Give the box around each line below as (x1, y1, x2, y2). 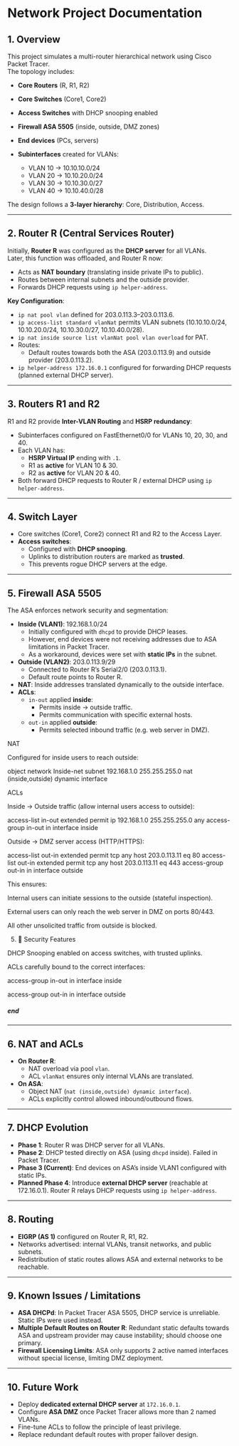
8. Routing (7, 1213, 54, 1226)
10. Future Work (7, 1381, 79, 1393)
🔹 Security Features (17, 935, 76, 944)
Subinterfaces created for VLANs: (17, 150, 119, 158)
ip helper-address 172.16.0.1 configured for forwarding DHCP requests (17, 363, 232, 371)
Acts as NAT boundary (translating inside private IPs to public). (17, 267, 204, 276)
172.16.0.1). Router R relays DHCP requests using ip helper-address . (17, 1186, 217, 1194)
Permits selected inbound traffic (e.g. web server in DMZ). (38, 725, 210, 734)
